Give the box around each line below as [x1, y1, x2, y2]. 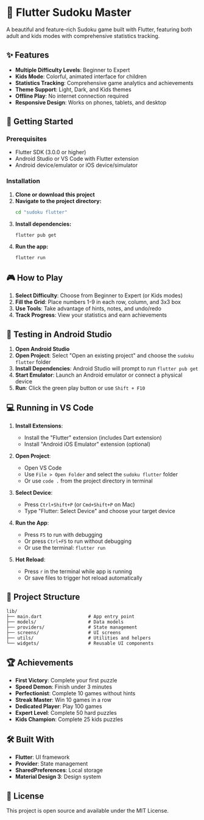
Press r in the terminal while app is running [24, 567, 132, 575]
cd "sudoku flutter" [15, 209, 68, 215]
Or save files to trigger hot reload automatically [24, 574, 142, 582]
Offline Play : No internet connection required [15, 92, 129, 100]
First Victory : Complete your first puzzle [15, 677, 118, 684]
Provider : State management [15, 760, 88, 767]
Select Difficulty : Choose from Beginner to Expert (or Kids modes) [15, 292, 183, 299]
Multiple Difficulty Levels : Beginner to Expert [15, 66, 130, 73]
